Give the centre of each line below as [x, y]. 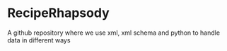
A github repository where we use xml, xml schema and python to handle [114, 33]
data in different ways [39, 40]
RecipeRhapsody [58, 13]
